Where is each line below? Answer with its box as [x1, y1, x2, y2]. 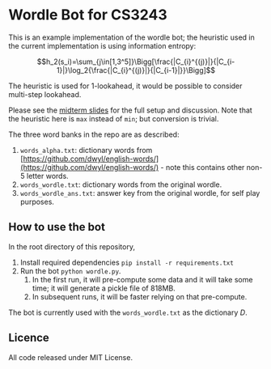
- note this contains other [160, 162, 245, 172]
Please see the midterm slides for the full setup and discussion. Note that [8, 105, 252, 115]
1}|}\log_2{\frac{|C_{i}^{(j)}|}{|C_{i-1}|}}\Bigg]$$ [56, 65, 216, 74]
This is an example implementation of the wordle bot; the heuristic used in [8, 32, 255, 42]
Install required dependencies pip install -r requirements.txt [19, 257, 235, 267]
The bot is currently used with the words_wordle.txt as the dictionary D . [8, 307, 248, 317]
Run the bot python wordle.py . [19, 265, 121, 276]
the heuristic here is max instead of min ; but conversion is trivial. [8, 113, 219, 123]
